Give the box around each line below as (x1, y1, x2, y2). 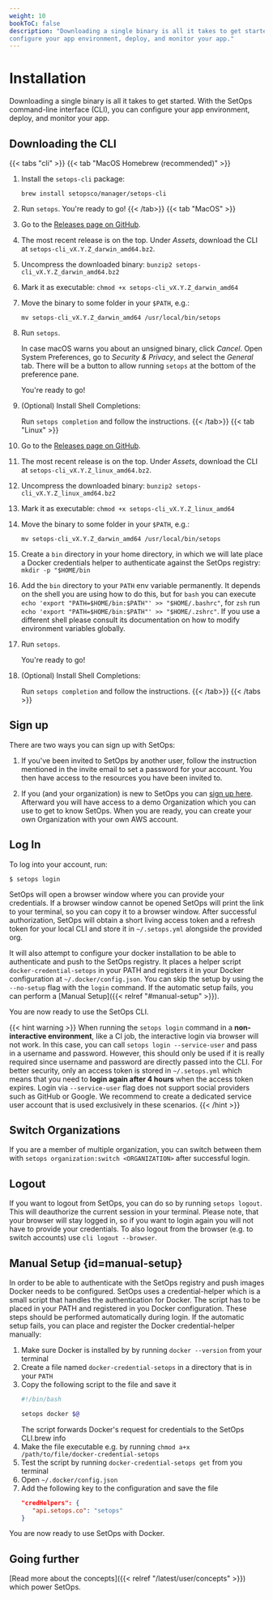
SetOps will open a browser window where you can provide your (9, 889, 225, 899)
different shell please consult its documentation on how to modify (20, 615, 240, 625)
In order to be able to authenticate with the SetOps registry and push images (9, 1278, 265, 1288)
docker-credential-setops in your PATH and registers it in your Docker (9, 965, 245, 975)
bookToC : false (9, 19, 61, 28)
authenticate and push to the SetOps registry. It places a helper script (9, 957, 241, 966)
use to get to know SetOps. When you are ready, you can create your (20, 805, 252, 815)
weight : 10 (9, 11, 46, 20)
